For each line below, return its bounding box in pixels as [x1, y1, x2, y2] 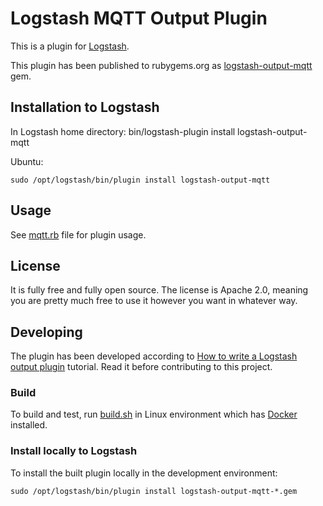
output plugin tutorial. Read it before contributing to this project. [10, 361, 273, 373]
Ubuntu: [10, 155, 44, 167]
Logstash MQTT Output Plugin [10, 7, 268, 30]
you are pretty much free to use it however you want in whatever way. [10, 295, 298, 307]
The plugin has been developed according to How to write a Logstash [10, 350, 298, 362]
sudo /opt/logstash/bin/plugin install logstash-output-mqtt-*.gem [10, 486, 298, 496]
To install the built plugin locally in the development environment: [10, 467, 278, 479]
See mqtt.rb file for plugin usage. [10, 228, 147, 241]
